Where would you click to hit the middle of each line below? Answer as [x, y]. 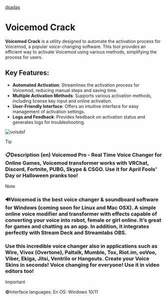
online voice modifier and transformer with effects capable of [81, 213]
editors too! [19, 271]
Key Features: [27, 73]
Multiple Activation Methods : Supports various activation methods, [82, 95]
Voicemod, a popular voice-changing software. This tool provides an [76, 46]
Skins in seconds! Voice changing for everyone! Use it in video [82, 264]
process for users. [24, 57]
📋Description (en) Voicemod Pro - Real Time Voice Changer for [83, 154]
